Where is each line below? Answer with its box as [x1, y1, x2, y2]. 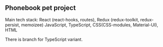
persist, [5, 22, 20, 28]
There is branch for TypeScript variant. [5, 36, 83, 42]
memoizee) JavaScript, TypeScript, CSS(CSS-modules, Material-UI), [21, 22, 159, 28]
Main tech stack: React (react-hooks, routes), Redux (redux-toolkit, [5, 16, 140, 22]
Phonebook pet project [5, 4, 76, 12]
